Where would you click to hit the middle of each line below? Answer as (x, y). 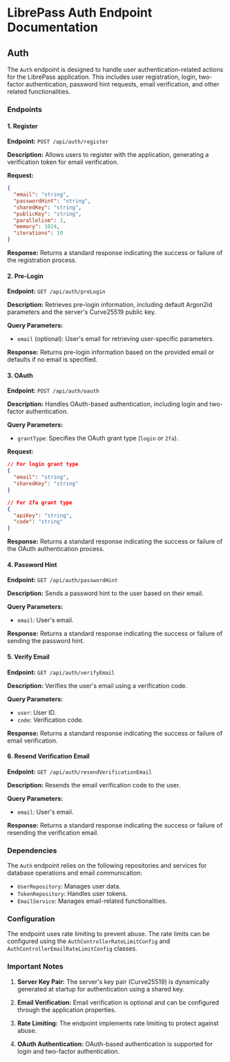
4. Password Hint (32, 564)
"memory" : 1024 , (37, 227)
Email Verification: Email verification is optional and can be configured (118, 1002)
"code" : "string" (38, 522)
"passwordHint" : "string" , (52, 201)
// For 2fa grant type (40, 503)
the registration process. (42, 260)
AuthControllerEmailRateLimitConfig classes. (72, 949)
